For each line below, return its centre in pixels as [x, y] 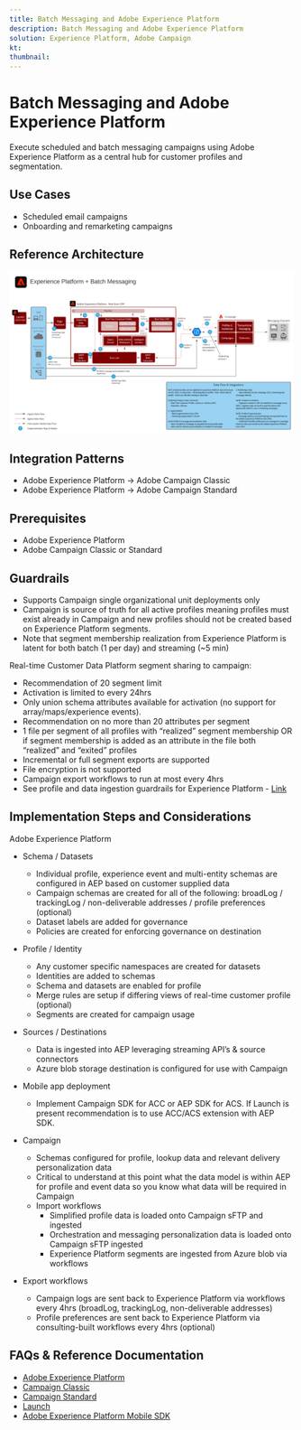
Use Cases [40, 195]
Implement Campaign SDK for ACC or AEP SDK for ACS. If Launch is [163, 1103]
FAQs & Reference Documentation [107, 1355]
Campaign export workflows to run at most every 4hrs [123, 779]
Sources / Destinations [64, 1032]
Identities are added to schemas [96, 976]
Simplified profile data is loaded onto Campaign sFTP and [156, 1215]
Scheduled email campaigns [75, 216]
